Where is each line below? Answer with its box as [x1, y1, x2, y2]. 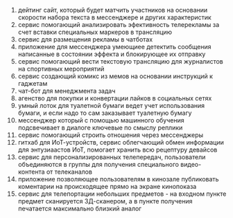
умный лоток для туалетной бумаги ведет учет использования [17, 102, 205, 109]
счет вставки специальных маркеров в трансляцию [17, 28, 173, 36]
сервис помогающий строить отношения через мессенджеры [17, 131, 204, 139]
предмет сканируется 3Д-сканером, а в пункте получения [17, 197, 193, 205]
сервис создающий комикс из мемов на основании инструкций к [17, 72, 214, 80]
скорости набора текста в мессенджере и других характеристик [17, 13, 212, 21]
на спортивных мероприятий [17, 65, 105, 73]
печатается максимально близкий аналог [17, 204, 141, 212]
